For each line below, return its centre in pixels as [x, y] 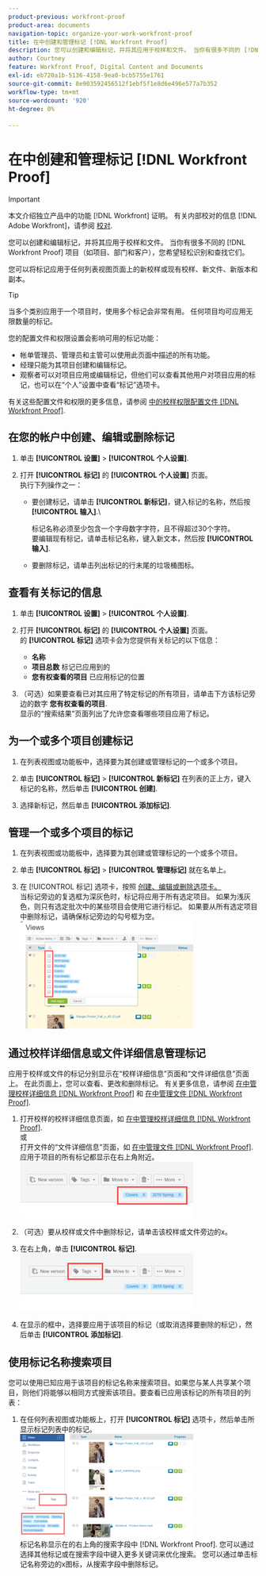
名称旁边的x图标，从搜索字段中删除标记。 [95, 1564]
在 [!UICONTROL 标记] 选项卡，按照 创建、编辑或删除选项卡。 [120, 887]
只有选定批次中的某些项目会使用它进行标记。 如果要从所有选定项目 [149, 907]
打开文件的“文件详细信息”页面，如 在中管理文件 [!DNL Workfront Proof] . [136, 1147]
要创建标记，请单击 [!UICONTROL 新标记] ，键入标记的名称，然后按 [141, 502]
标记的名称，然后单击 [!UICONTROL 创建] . [89, 788]
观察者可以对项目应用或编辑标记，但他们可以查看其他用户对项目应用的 [134, 375]
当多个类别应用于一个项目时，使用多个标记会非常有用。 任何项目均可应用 [127, 311]
